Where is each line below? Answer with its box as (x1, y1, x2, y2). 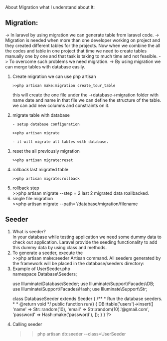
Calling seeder (12, 321, 42, 327)
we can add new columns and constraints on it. (12, 102, 110, 108)
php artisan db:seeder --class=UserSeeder (37, 331, 126, 337)
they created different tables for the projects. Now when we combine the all (5, 42, 161, 48)
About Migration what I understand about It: (5, 4, 95, 10)
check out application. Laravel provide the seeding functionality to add (12, 239, 158, 245)
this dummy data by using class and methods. (12, 244, 107, 250)
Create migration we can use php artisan (12, 73, 96, 79)
